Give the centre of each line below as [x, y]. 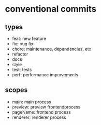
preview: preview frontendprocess [46, 107]
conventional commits [51, 9]
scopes [16, 90]
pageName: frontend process [41, 112]
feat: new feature [29, 38]
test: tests [22, 70]
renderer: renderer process [39, 117]
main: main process [32, 102]
